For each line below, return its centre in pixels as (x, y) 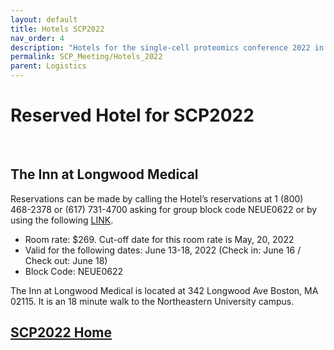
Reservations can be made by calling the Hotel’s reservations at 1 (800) (157, 198)
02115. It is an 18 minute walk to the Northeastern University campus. (152, 301)
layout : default (44, 19)
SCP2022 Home (61, 332)
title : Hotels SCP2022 (57, 29)
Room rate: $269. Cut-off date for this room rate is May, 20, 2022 (159, 239)
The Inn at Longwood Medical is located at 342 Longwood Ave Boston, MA (164, 290)
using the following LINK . (62, 220)
